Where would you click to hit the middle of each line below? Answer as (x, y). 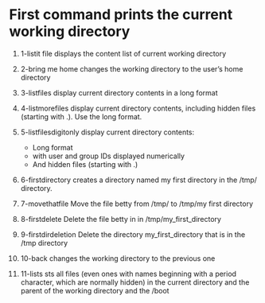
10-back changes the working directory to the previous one (118, 258)
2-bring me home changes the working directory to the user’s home (132, 68)
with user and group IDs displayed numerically (109, 156)
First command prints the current (121, 15)
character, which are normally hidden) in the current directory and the (135, 282)
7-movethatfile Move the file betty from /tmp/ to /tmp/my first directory (137, 204)
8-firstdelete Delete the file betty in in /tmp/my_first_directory (121, 219)
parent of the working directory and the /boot (95, 290)
